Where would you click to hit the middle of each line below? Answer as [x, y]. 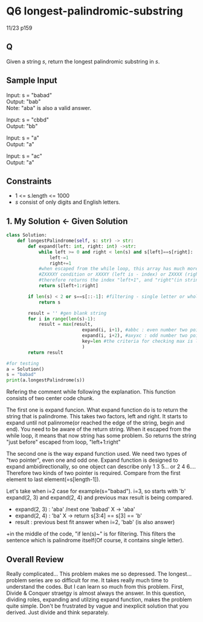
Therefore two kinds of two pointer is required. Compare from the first [93, 473]
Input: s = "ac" [24, 156]
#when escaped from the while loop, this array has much [112, 269]
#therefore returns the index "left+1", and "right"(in [110, 280]
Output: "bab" [24, 102]
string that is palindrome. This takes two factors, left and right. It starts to [97, 416]
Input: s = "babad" [29, 95]
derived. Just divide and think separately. [58, 612]
